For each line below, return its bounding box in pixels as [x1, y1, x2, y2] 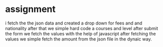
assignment [5, 3, 56, 15]
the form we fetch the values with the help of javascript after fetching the [5, 30, 156, 36]
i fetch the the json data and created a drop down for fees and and [5, 20, 142, 26]
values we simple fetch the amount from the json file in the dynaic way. [5, 36, 152, 42]
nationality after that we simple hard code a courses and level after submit [5, 25, 158, 31]
